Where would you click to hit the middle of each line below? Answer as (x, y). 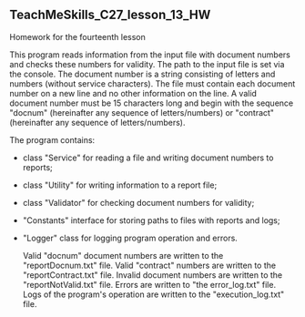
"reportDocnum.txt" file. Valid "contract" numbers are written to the (149, 265)
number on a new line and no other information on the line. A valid (133, 93)
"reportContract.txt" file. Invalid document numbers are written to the (152, 275)
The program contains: (52, 139)
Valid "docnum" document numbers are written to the (123, 255)
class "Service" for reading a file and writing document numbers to (148, 158)
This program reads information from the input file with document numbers (150, 55)
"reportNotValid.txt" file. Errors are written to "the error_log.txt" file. (149, 284)
